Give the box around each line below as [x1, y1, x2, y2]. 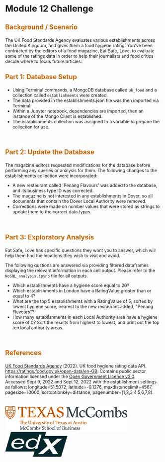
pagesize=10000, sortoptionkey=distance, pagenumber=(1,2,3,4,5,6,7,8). [5, 389, 154, 395]
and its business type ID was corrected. [12, 187, 94, 194]
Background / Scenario [5, 23, 78, 31]
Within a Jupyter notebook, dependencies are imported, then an [12, 108, 144, 114]
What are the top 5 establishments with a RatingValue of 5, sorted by [12, 298, 153, 304]
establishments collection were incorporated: [5, 173, 98, 179]
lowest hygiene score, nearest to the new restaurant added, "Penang [12, 303, 154, 309]
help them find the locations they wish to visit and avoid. [5, 252, 121, 259]
